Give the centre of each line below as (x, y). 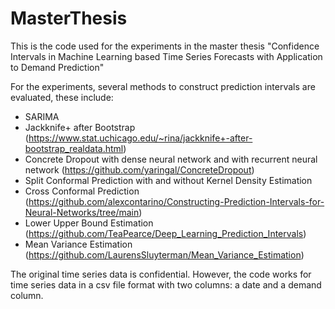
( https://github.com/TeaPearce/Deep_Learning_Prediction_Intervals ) (165, 233)
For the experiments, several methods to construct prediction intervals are (163, 86)
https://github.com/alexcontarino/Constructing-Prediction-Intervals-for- (176, 201)
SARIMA (42, 116)
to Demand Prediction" (57, 67)
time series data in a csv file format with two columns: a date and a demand (166, 284)
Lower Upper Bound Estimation (89, 223)
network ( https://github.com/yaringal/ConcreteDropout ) (139, 169)
